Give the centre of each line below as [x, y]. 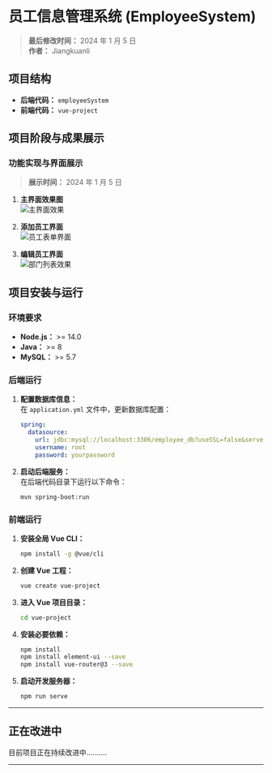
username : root [61, 448]
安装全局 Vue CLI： [52, 538]
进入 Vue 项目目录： [53, 602]
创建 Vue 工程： [47, 570]
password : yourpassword [75, 455]
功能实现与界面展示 [46, 163]
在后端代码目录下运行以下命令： [73, 481]
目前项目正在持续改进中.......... [58, 752]
